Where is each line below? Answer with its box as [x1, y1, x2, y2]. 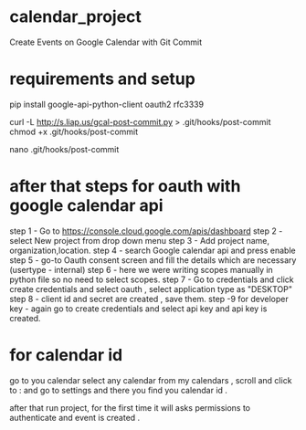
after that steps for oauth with [9, 176, 241, 197]
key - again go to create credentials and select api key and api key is [9, 303, 268, 314]
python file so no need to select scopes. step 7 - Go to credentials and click [9, 274, 294, 285]
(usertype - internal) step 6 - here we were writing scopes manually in [9, 264, 274, 275]
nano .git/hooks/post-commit [9, 143, 120, 154]
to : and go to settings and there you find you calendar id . [9, 384, 228, 395]
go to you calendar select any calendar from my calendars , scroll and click [9, 374, 292, 385]
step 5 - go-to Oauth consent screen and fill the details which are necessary [9, 254, 297, 266]
